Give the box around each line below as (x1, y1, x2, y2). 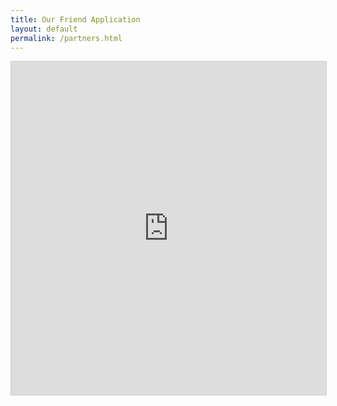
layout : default (10, 24, 78, 34)
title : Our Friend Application (10, 14, 141, 25)
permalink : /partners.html (10, 33, 123, 43)
